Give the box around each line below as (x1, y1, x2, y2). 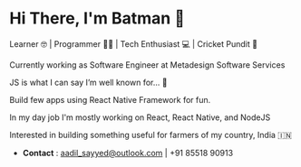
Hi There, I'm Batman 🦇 (9, 8, 186, 29)
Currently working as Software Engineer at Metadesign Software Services (9, 59, 286, 70)
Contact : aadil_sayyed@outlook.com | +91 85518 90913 (22, 147, 234, 158)
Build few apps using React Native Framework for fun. (9, 94, 211, 105)
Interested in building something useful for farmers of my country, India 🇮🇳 (9, 129, 293, 140)
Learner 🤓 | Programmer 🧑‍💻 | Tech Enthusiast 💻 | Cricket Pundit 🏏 (9, 38, 258, 49)
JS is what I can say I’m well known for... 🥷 (9, 77, 168, 88)
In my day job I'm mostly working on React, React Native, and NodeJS (9, 112, 271, 123)
